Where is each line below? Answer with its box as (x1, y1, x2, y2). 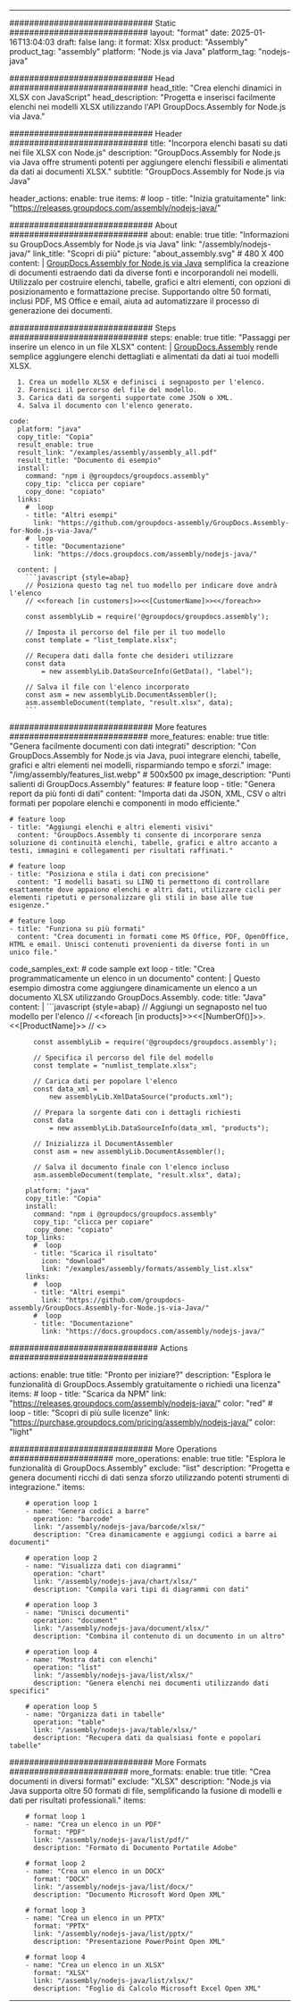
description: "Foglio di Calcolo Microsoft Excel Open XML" (32, 1984, 262, 1993)
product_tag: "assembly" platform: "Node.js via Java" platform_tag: (9, 46, 257, 56)
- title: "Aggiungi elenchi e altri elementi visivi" (9, 823, 214, 832)
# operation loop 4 (25, 1647, 98, 1656)
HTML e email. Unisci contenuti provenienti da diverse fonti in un (9, 940, 270, 949)
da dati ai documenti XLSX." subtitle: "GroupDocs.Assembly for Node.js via (9, 166, 286, 177)
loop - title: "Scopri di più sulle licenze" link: (9, 1408, 170, 1418)
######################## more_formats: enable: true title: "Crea (9, 1766, 271, 1777)
